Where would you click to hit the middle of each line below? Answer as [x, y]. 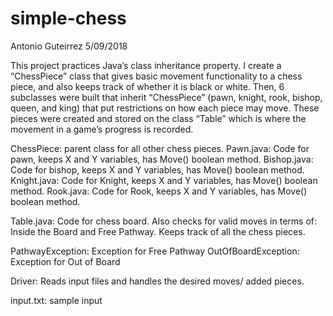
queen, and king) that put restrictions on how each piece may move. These [165, 108]
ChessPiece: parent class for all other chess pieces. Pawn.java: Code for [160, 148]
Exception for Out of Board [65, 261]
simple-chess [68, 18]
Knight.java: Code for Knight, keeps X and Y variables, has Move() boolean [164, 180]
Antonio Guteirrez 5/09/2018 [69, 46]
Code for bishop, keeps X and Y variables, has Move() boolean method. [157, 169]
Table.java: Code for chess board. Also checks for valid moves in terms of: [163, 221]
